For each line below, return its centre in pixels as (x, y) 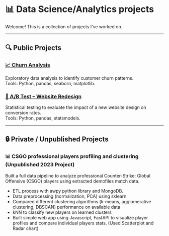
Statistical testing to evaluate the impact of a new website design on (76, 107)
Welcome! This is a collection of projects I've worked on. (64, 26)
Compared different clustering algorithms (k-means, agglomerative (82, 201)
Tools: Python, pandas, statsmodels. (43, 118)
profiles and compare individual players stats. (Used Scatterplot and (83, 223)
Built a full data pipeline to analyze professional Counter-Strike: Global (78, 175)
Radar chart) (25, 228)
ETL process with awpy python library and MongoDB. (68, 191)
